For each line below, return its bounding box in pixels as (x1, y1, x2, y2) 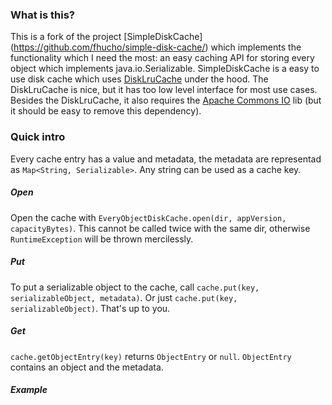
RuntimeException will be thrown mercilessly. (10, 233, 194, 245)
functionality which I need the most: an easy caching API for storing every (10, 52, 315, 64)
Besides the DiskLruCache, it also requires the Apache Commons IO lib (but (10, 94, 322, 107)
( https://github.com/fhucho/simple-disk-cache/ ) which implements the (10, 41, 302, 53)
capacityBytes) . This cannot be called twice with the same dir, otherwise (10, 222, 311, 234)
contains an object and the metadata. (10, 361, 164, 373)
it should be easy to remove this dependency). (10, 105, 202, 117)
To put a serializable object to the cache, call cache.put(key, (10, 281, 260, 293)
